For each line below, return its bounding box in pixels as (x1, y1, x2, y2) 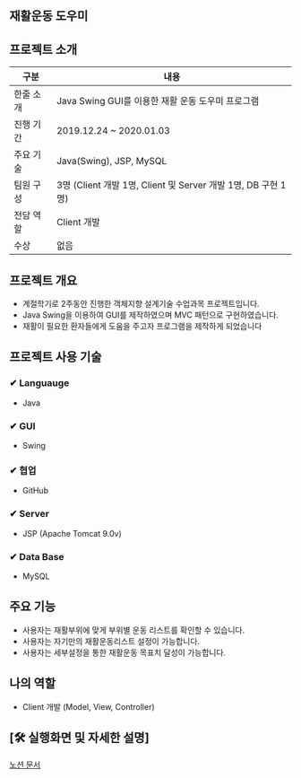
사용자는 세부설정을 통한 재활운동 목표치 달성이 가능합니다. (21, 647, 227, 658)
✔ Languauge (9, 377, 70, 389)
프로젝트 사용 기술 (9, 349, 102, 365)
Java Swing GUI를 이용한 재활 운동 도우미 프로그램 (56, 95, 260, 108)
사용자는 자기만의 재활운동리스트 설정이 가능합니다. (21, 635, 200, 646)
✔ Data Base (9, 550, 64, 563)
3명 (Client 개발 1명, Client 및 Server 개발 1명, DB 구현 (56, 179, 279, 191)
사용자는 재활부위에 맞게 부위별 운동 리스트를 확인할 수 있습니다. (21, 625, 245, 635)
